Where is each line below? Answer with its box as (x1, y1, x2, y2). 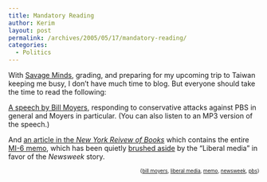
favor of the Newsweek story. (8, 152, 105, 161)
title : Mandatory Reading (8, 11, 94, 20)
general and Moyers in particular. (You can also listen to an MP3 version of (8, 111, 253, 120)
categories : (8, 41, 48, 49)
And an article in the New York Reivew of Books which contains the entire (8, 135, 249, 144)
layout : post (8, 26, 52, 34)
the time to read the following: (8, 87, 107, 96)
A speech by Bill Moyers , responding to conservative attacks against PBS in (8, 103, 257, 112)
